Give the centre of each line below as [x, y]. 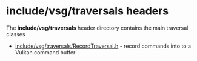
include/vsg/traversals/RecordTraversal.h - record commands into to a [103, 46]
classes [16, 34]
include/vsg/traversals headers [88, 11]
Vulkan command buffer [45, 52]
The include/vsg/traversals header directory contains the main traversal [97, 28]
